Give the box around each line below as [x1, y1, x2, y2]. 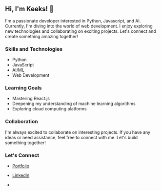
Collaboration [5, 118, 38, 125]
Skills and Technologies [5, 45, 62, 52]
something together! [5, 140, 46, 146]
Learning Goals [5, 85, 42, 91]
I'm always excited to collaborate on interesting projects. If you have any [5, 129, 150, 135]
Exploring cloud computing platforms [12, 106, 87, 112]
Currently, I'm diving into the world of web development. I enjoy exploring [5, 23, 153, 29]
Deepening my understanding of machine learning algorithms [12, 101, 136, 106]
